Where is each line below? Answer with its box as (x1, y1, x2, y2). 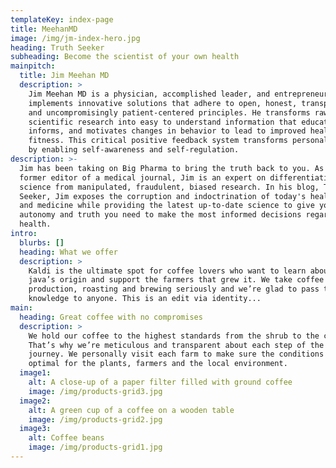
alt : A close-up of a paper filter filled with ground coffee (28, 377, 293, 387)
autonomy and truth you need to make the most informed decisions (19, 210, 302, 220)
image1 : (19, 368, 52, 378)
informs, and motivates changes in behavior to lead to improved (28, 126, 307, 136)
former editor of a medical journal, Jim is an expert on (19, 172, 267, 183)
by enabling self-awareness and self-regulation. (28, 145, 240, 155)
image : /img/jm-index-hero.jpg (10, 33, 141, 43)
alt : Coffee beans (28, 433, 105, 443)
